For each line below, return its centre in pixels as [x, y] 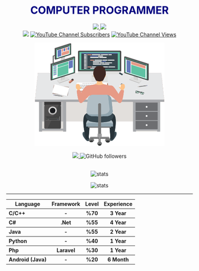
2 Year [118, 232]
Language [28, 204]
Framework [66, 204]
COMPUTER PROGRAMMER [99, 10]
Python [18, 241]
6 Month [118, 260]
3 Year [118, 213]
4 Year [118, 222]
